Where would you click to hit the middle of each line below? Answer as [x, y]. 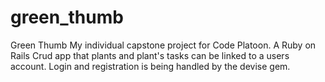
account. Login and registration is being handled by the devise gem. [150, 66]
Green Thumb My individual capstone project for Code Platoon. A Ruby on [163, 45]
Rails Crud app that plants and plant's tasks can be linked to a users [150, 55]
